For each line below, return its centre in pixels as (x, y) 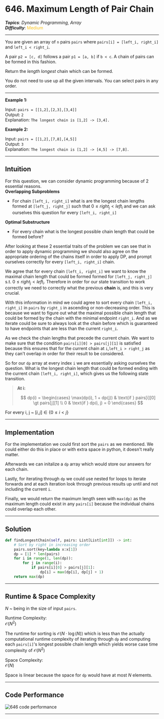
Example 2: (17, 129)
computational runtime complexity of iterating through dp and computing (78, 639)
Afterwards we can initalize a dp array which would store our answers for (78, 464)
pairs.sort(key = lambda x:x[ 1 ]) (46, 549)
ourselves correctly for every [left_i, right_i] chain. (60, 262)
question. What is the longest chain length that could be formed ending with (81, 369)
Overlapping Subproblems (32, 191)
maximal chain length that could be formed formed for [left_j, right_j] (79, 276)
